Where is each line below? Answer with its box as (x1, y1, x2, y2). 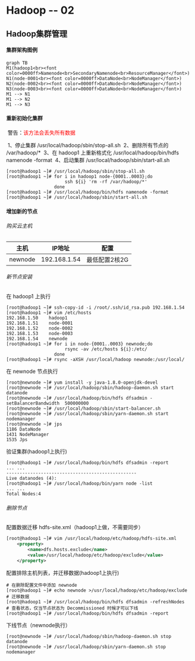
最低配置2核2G (86, 255, 129, 264)
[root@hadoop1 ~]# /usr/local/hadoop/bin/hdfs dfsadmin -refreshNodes (6, 599, 185, 605)
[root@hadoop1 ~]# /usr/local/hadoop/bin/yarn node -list (6, 480, 153, 486)
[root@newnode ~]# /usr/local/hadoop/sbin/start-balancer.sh (6, 405, 161, 412)
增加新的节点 (6, 207, 37, 214)
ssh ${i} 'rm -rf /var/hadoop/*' (64, 179, 147, 185)
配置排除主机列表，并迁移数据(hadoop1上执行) (6, 569, 119, 576)
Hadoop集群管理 (6, 29, 68, 39)
